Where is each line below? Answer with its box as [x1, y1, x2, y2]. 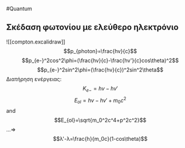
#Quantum [6, 5, 33, 12]
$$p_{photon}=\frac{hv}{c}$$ [63, 47, 137, 54]
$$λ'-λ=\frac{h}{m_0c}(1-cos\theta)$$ [53, 135, 148, 143]
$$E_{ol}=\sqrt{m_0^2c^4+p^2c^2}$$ [54, 116, 147, 124]
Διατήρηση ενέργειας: [6, 75, 62, 82]
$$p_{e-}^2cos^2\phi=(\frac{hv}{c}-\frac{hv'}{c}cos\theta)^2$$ [21, 57, 179, 64]
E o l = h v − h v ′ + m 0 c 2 [74, 95, 127, 105]
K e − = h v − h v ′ [82, 85, 118, 93]
